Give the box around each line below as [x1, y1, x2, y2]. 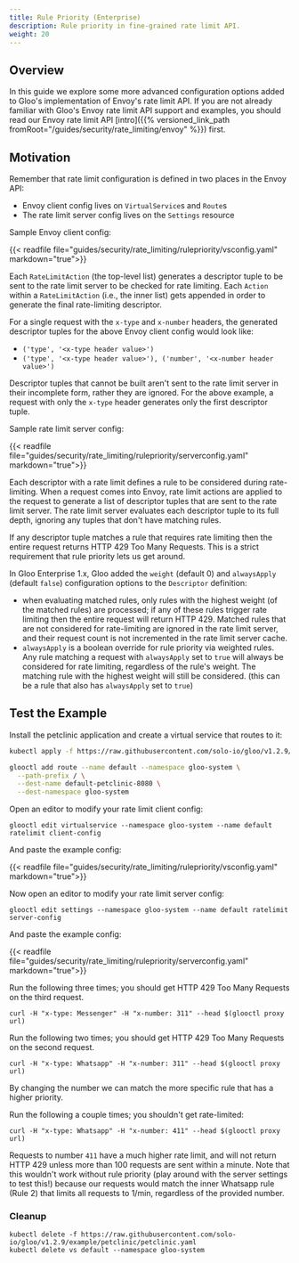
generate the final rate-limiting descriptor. [9, 299, 162, 310]
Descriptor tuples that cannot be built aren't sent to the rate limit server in [9, 378, 279, 388]
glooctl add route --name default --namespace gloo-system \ [9, 762, 241, 771]
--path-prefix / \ [17, 771, 86, 780]
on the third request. [9, 992, 85, 1003]
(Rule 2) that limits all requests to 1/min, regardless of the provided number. [9, 1188, 285, 1199]
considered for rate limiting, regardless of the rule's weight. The [21, 661, 256, 672]
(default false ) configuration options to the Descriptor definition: [9, 578, 247, 588]
